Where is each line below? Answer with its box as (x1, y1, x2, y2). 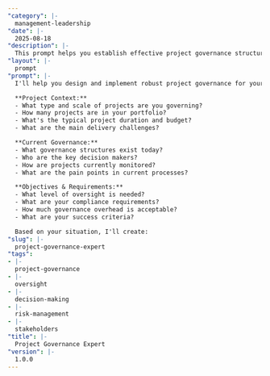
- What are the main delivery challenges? (15, 124, 160, 132)
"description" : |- (7, 42, 69, 50)
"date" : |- (7, 27, 44, 35)
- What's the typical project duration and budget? (15, 116, 193, 125)
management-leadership (15, 19, 91, 27)
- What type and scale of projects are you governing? (15, 102, 203, 110)
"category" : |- (7, 11, 59, 20)
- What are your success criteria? (15, 213, 135, 221)
